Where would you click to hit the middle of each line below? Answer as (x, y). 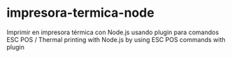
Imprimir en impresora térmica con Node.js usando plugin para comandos (113, 32)
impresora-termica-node (80, 13)
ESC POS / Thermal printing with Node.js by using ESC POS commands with (116, 39)
